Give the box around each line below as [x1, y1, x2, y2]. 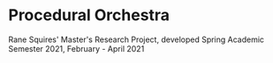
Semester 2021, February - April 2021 [8, 43, 145, 53]
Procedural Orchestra [8, 5, 170, 25]
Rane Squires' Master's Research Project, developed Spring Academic [8, 34, 265, 45]
